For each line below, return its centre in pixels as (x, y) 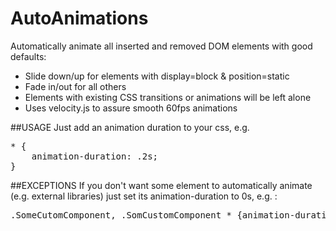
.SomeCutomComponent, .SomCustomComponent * (121, 215)
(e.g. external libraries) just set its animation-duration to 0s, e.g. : (144, 196)
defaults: (28, 56)
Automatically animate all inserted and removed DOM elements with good (161, 46)
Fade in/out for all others (75, 86)
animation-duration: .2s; (95, 156)
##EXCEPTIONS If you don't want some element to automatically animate (161, 185)
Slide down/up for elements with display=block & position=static (157, 76)
